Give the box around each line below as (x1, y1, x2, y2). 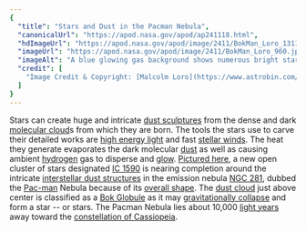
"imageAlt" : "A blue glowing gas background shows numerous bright (17, 55, 280, 65)
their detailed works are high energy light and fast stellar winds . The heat (9, 134, 284, 145)
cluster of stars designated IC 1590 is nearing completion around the (9, 163, 267, 174)
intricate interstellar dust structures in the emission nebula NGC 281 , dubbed (9, 172, 297, 183)
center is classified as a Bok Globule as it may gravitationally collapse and (9, 192, 287, 203)
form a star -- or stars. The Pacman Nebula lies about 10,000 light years (9, 201, 280, 212)
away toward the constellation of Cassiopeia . (9, 211, 178, 222)
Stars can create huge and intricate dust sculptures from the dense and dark (9, 115, 297, 126)
